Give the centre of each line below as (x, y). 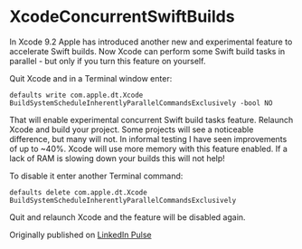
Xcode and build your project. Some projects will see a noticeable (132, 129)
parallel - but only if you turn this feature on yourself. (108, 61)
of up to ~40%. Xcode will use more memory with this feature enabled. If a (148, 148)
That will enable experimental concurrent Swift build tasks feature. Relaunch (151, 120)
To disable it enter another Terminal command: (96, 176)
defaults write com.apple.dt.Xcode (76, 95)
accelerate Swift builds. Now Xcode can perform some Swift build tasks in (147, 51)
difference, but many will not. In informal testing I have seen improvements (148, 139)
